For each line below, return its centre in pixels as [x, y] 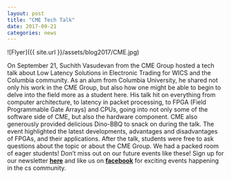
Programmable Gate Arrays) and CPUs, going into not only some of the [108, 109]
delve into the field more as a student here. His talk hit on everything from [111, 95]
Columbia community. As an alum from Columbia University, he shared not [112, 81]
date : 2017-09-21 [32, 26]
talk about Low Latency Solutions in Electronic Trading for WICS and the [109, 73]
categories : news [32, 33]
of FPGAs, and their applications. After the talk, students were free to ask [111, 139]
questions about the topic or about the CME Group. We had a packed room [113, 146]
